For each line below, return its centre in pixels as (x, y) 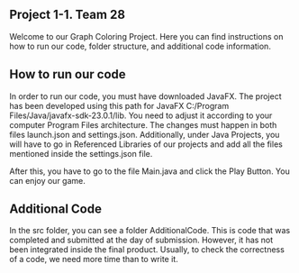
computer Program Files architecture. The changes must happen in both (143, 124)
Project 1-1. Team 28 (68, 15)
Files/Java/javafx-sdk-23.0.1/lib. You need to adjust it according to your (141, 115)
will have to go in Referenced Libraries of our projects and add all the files (146, 144)
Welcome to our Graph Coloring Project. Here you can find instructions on (146, 36)
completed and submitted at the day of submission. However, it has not (141, 240)
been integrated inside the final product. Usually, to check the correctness (147, 250)
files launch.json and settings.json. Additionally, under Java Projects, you (145, 134)
